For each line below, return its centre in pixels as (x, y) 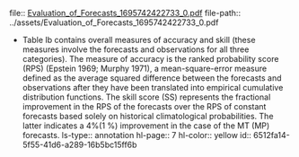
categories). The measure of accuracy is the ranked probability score (150, 59)
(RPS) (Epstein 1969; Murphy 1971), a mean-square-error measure (145, 68)
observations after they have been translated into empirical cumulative (153, 87)
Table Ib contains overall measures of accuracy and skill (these (139, 40)
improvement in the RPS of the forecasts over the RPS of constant (144, 106)
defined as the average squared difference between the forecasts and (152, 78)
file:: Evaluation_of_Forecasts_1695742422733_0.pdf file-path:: (125, 13)
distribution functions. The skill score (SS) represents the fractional (146, 97)
